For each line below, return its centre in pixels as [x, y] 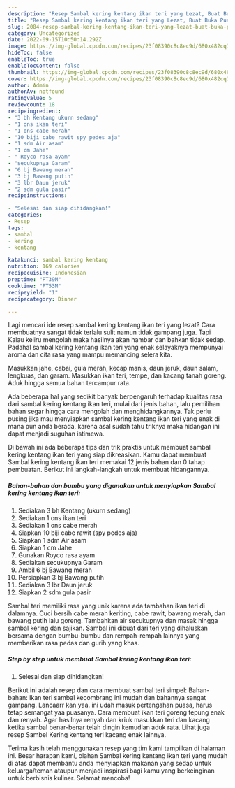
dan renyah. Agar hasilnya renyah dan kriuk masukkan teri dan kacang [109, 720]
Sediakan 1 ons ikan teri [52, 518]
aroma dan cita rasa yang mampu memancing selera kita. [90, 354]
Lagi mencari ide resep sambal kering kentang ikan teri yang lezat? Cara [112, 325]
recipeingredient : [35, 111]
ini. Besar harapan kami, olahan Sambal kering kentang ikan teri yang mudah [118, 756]
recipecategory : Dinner [43, 299]
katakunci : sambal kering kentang [58, 260]
